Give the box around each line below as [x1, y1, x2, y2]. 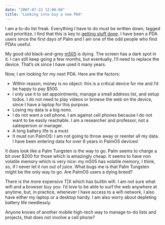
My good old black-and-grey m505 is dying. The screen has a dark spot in [5, 50, 157, 57]
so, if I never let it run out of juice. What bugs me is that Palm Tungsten [5, 164, 150, 170]
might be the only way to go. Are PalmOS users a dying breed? [5, 169, 133, 175]
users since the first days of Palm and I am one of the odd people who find [5, 36, 157, 42]
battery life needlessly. [5, 199, 51, 205]
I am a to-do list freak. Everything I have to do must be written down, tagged [5, 25, 161, 31]
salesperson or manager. [12, 122, 63, 129]
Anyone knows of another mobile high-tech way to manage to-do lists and [5, 209, 157, 215]
